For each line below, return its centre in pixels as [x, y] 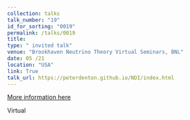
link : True [23, 71]
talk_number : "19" [34, 20]
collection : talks [34, 13]
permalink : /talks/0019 [41, 33]
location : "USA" [30, 65]
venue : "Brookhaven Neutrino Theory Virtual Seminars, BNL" [96, 52]
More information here [39, 97]
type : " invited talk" [40, 46]
